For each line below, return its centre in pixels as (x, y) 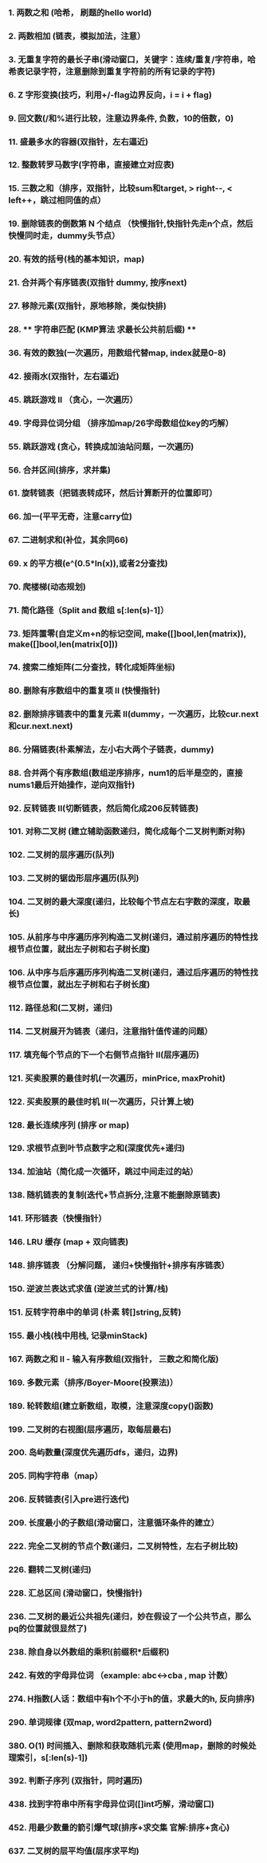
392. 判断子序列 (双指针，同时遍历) (76, 1781)
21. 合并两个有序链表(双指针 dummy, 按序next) (98, 283)
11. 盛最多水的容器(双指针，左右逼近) (79, 141)
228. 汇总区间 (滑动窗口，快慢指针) (75, 1593)
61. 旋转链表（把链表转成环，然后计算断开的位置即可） (113, 493)
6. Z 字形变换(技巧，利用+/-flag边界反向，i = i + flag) (110, 95)
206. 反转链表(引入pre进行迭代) (69, 1500)
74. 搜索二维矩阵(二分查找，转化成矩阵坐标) (92, 666)
